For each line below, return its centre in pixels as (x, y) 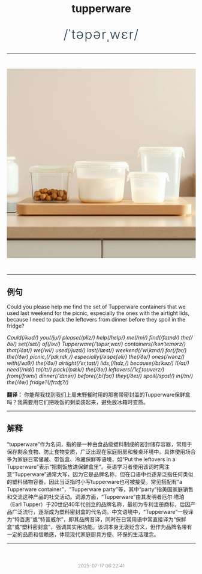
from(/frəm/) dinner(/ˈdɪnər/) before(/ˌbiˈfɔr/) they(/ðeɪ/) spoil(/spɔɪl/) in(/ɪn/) (100, 376)
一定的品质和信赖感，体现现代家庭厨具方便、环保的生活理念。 (83, 534)
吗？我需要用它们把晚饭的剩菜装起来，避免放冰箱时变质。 (78, 402)
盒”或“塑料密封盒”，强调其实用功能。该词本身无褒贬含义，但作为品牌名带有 (100, 527)
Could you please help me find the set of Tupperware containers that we (96, 307)
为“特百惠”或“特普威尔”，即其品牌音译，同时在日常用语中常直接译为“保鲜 (97, 519)
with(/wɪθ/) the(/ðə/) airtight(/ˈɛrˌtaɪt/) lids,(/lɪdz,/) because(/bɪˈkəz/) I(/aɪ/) (98, 363)
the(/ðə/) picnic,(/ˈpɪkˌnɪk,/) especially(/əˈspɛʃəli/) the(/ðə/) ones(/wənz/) (96, 357)
